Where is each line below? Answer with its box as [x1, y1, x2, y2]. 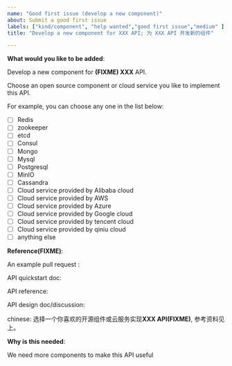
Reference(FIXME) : [7, 247, 64, 255]
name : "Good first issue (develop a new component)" [7, 10, 163, 17]
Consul [17, 139, 38, 148]
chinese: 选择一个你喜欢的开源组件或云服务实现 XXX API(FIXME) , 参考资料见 [7, 315, 225, 323]
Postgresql [17, 162, 48, 171]
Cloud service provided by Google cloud [17, 209, 133, 218]
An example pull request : [7, 261, 80, 269]
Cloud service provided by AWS [17, 193, 109, 202]
